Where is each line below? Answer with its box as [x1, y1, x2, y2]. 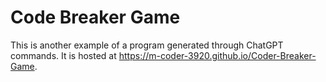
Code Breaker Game [10, 6, 181, 29]
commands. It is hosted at [10, 49, 117, 61]
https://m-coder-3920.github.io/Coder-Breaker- [118, 49, 317, 61]
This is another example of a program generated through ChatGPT [10, 39, 284, 51]
